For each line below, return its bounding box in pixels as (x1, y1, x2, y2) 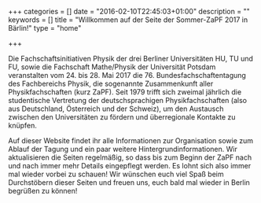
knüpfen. (8, 121, 38, 130)
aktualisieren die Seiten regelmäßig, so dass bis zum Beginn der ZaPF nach (8, 153, 252, 162)
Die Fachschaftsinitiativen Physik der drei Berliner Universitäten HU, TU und (8, 54, 254, 63)
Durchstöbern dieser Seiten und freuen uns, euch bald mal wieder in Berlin (8, 178, 250, 187)
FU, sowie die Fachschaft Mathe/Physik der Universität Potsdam (8, 62, 216, 72)
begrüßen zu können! (8, 186, 78, 195)
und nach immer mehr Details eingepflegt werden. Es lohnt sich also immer (8, 161, 252, 170)
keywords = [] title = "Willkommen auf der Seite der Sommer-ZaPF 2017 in (8, 15, 248, 24)
